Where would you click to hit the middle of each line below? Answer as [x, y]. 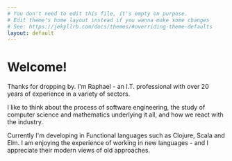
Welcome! [37, 67]
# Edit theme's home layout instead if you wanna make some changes [108, 20]
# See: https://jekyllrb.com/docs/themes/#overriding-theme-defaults [110, 26]
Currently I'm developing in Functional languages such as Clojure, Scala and [116, 135]
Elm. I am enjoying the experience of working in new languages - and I [108, 143]
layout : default [31, 33]
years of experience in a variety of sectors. [69, 94]
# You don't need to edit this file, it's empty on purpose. [98, 14]
